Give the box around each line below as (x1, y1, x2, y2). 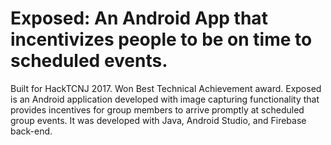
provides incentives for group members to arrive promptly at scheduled (10, 103, 305, 116)
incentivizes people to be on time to (10, 28, 313, 51)
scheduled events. (10, 50, 168, 72)
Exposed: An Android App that (10, 7, 268, 30)
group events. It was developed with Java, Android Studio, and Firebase (10, 114, 307, 126)
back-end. (10, 125, 53, 137)
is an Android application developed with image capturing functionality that (10, 93, 320, 105)
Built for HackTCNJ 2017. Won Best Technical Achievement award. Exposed (10, 82, 322, 94)
